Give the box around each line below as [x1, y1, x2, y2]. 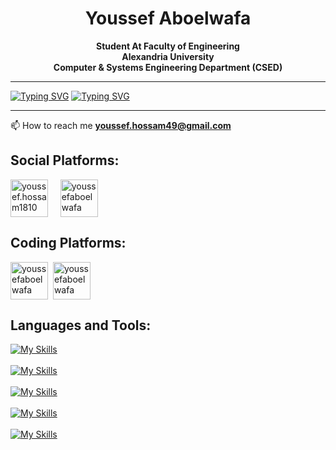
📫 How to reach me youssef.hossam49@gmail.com [10, 119, 232, 131]
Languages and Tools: [10, 317, 152, 334]
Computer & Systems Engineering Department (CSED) [53, 61, 283, 73]
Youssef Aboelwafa [84, 7, 252, 30]
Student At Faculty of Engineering [96, 40, 240, 52]
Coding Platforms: [10, 235, 127, 252]
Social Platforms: [10, 152, 120, 169]
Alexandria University [121, 50, 215, 62]
